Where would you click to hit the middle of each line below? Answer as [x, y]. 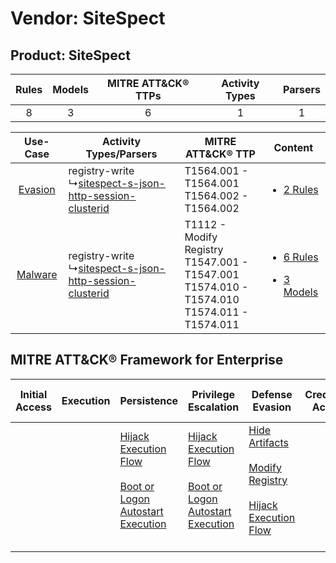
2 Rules [301, 189]
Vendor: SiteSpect [88, 18]
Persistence [149, 400]
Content [293, 147]
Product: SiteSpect [70, 55]
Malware [37, 274]
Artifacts [268, 442]
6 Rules [301, 257]
